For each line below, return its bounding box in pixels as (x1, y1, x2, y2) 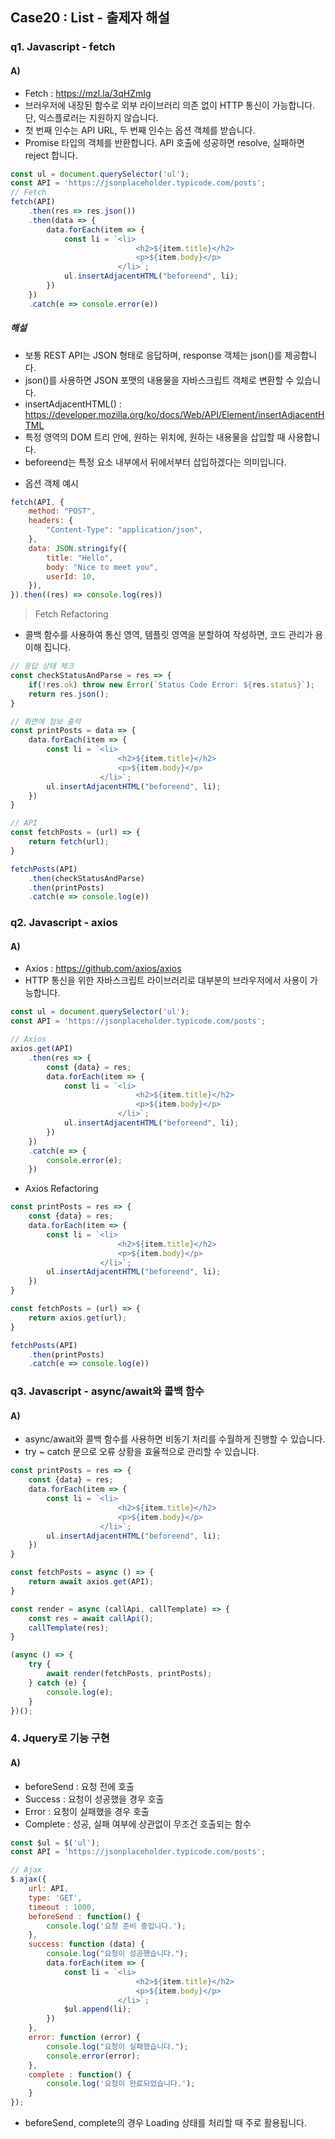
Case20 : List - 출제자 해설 (10, 9, 170, 27)
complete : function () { (28, 2069, 132, 2080)
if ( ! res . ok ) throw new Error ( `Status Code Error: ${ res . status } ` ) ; (28, 679, 316, 690)
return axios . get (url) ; (28, 1313, 128, 1323)
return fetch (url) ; (28, 837, 110, 847)
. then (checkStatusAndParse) (28, 873, 145, 883)
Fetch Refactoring (34, 608, 109, 620)
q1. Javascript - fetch (10, 40, 116, 54)
